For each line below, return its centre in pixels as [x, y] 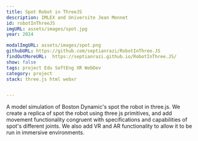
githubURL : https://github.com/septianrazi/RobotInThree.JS [84, 51]
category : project [29, 73]
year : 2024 [20, 34]
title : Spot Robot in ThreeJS [44, 12]
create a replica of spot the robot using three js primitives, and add [89, 113]
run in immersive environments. [45, 133]
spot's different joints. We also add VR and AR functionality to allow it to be [99, 126]
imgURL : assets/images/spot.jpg [47, 29]
